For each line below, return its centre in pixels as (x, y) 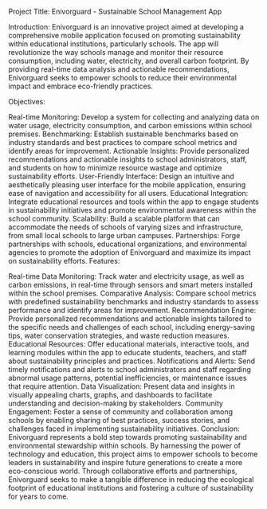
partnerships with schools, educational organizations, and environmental (128, 244)
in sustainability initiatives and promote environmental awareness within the (132, 210)
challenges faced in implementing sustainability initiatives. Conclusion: (124, 429)
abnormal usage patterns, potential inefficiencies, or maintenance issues (128, 378)
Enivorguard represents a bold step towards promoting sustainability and (128, 437)
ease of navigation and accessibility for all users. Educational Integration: (128, 193)
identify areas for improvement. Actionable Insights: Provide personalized (129, 151)
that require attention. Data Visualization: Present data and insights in (122, 386)
